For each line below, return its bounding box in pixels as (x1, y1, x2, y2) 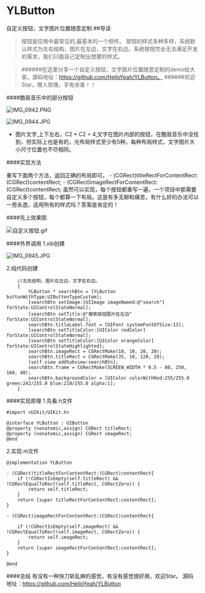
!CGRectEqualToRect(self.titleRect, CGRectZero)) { (6, 481, 140, 487)
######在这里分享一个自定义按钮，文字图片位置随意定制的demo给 (21, 65, 190, 73)
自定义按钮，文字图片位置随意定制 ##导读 (6, 24, 111, 32)
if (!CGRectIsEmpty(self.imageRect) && (17, 524, 119, 530)
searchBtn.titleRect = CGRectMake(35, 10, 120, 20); (28, 353, 165, 360)
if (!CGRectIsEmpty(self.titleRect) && (17, 475, 119, 481)
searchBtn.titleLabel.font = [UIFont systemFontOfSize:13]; (28, 321, 184, 328)
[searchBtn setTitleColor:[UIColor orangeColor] (28, 338, 154, 344)
